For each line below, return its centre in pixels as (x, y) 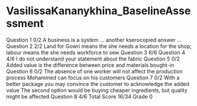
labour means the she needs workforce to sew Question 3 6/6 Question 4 (96, 52)
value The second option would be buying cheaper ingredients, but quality (97, 90)
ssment (25, 23)
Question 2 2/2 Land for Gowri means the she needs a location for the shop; (99, 46)
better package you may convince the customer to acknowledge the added (98, 83)
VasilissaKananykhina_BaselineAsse (98, 11)
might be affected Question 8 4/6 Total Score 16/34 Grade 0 (79, 97)
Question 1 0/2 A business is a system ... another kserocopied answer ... (94, 40)
